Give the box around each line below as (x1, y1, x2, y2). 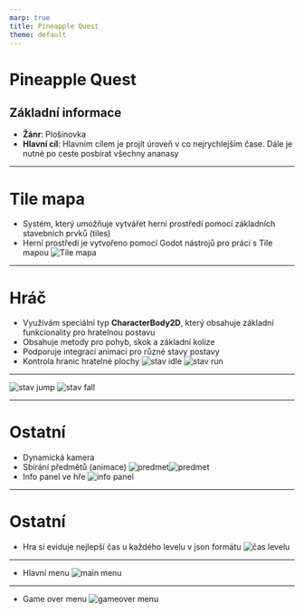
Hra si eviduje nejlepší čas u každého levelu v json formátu (22, 541, 242, 552)
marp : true (9, 13, 51, 23)
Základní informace (9, 105, 122, 120)
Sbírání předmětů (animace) (22, 462, 127, 473)
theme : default (9, 30, 67, 39)
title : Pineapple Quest (9, 22, 100, 31)
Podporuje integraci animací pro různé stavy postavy (22, 346, 220, 358)
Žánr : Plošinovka (22, 129, 86, 140)
